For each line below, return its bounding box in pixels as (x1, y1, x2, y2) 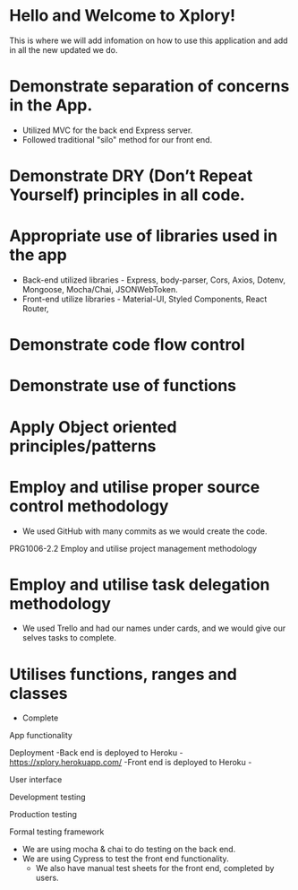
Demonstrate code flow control (9, 335, 245, 355)
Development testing (9, 791, 87, 803)
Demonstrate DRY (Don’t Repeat (9, 166, 253, 187)
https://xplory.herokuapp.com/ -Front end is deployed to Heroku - (9, 757, 252, 768)
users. (35, 872, 60, 884)
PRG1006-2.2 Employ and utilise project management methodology (9, 543, 258, 554)
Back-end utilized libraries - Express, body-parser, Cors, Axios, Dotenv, (21, 275, 286, 285)
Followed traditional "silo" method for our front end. (21, 134, 213, 144)
